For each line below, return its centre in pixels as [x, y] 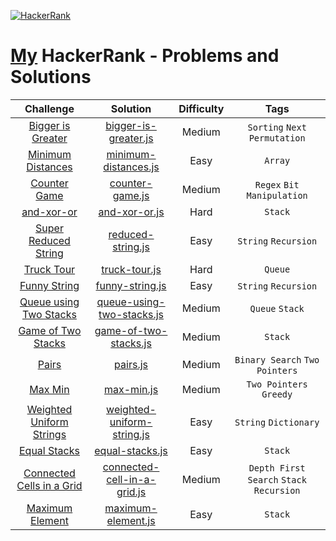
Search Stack [277, 479]
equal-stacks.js [131, 450]
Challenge [49, 108]
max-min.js [131, 389]
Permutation [277, 138]
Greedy [277, 394]
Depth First [277, 468]
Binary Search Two [277, 359]
